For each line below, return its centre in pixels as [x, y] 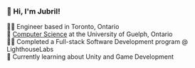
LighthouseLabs [30, 50]
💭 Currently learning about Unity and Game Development [90, 57]
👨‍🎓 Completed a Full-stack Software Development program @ [97, 42]
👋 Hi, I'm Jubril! [34, 11]
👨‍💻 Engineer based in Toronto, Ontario [63, 27]
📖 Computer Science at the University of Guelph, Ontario [90, 34]
